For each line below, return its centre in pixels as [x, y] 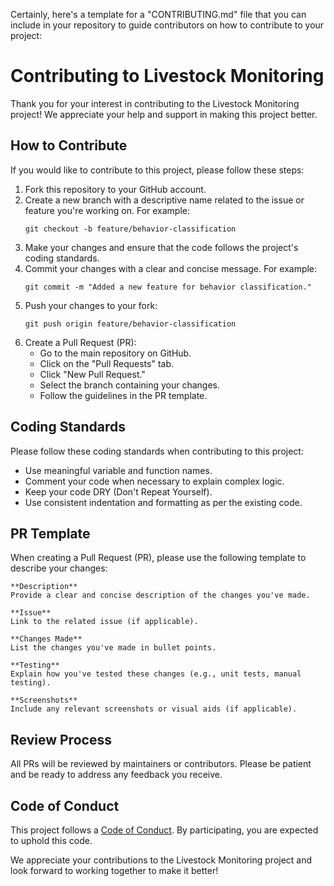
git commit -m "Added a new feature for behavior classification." [168, 287]
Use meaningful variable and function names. [118, 470]
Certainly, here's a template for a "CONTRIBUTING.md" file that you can [158, 14]
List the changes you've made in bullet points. [113, 648]
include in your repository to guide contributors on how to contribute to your [167, 25]
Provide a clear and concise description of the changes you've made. [160, 595]
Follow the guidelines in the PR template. [123, 395]
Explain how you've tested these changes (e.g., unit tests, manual [156, 674]
